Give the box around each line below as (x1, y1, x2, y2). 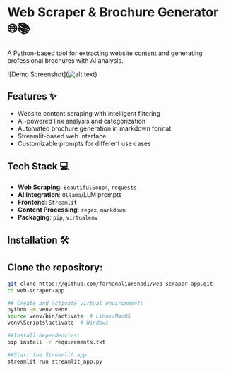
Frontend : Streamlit (17, 198, 78, 206)
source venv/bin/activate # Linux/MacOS (7, 313, 131, 320)
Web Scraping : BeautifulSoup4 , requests (17, 183, 137, 191)
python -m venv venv (7, 306, 69, 313)
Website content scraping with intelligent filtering (17, 109, 161, 117)
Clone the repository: (7, 262, 103, 274)
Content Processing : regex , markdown (17, 205, 126, 214)
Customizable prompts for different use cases (17, 139, 152, 148)
